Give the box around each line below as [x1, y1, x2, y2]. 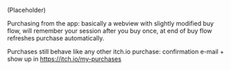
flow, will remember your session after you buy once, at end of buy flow [7, 27, 213, 35]
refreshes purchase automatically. [7, 34, 105, 42]
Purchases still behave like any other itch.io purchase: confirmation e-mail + [7, 48, 224, 55]
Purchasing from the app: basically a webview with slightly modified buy [7, 19, 214, 27]
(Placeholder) [7, 6, 46, 14]
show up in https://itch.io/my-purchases [7, 55, 121, 63]
